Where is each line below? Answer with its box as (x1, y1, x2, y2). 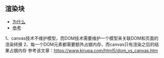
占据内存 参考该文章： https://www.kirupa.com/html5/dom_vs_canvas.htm (9, 47, 159, 53)
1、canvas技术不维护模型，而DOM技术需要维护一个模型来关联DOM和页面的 (5, 35, 159, 41)
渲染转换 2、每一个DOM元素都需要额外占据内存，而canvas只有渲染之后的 (5, 41, 155, 47)
